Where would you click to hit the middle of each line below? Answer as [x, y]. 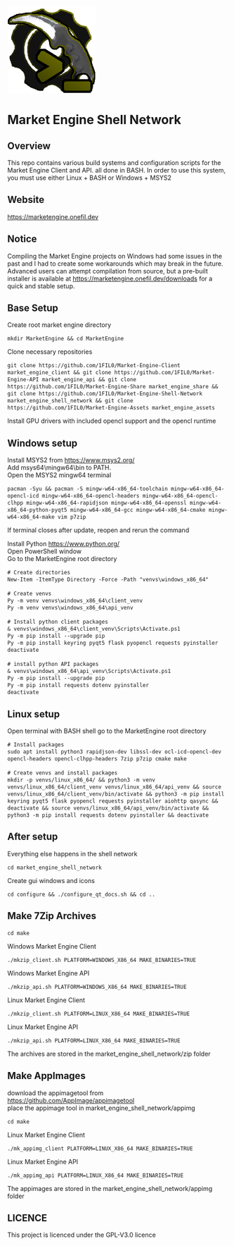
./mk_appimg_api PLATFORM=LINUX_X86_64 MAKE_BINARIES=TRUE [96, 1176]
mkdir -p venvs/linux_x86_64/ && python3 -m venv [82, 780]
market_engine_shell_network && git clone [70, 401]
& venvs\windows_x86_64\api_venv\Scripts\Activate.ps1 [89, 672]
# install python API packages [53, 665]
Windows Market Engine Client [52, 946]
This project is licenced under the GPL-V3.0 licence [82, 1235]
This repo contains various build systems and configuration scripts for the [114, 163]
